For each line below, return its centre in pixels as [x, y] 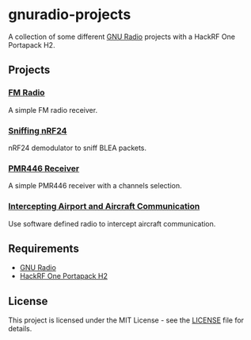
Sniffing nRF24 [38, 130]
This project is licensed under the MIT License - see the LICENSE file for [126, 320]
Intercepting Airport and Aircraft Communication [104, 207]
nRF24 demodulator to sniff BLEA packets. [78, 148]
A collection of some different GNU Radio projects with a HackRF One [122, 37]
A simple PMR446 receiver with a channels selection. [95, 186]
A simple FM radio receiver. [53, 110]
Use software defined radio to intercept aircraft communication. [112, 223]
